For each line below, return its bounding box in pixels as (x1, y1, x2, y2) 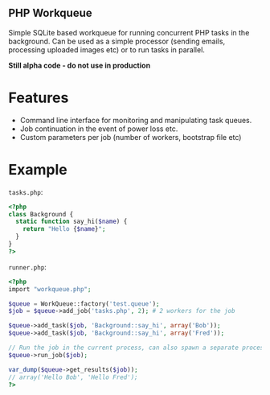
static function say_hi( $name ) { (15, 217, 128, 226)
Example (8, 160, 67, 179)
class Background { (8, 210, 74, 218)
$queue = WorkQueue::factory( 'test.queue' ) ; (8, 299, 160, 308)
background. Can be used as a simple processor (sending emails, (8, 36, 226, 46)
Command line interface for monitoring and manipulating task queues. (19, 115, 252, 125)
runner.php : (8, 261, 47, 272)
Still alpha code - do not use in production (8, 60, 151, 70)
